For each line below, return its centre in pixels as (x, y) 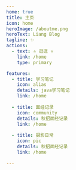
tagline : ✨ (20, 40)
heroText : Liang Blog (33, 34)
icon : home (20, 23)
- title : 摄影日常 (33, 136)
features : (19, 73)
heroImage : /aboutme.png (37, 29)
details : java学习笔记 (43, 90)
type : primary (34, 62)
